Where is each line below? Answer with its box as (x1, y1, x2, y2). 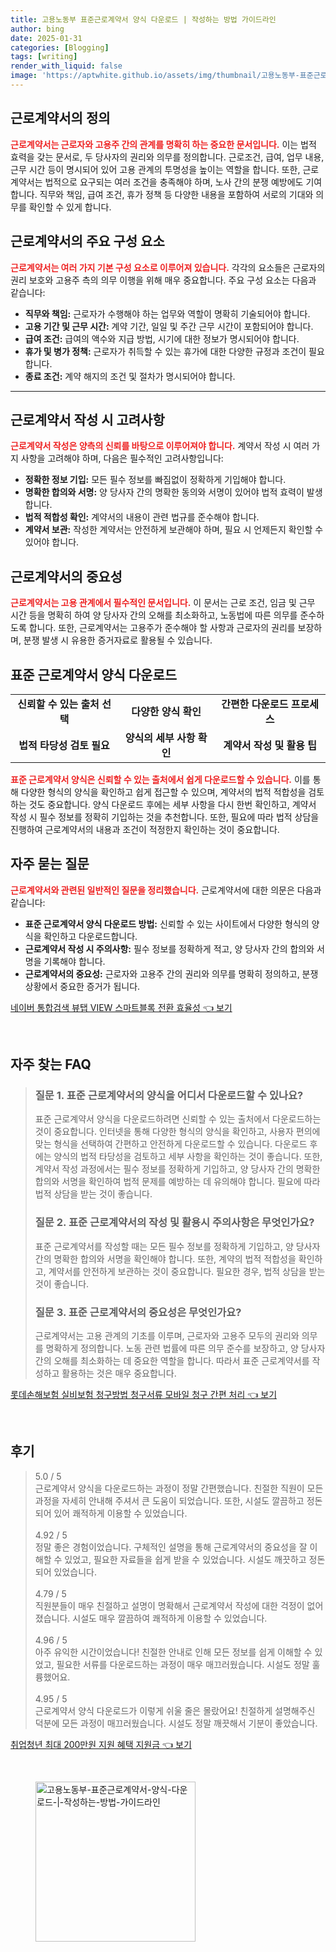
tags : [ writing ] (10, 52, 78, 62)
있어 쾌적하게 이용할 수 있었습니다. (53, 1507, 188, 1519)
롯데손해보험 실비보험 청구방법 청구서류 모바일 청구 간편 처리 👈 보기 (10, 1389, 278, 1401)
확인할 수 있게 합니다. (28, 201, 112, 213)
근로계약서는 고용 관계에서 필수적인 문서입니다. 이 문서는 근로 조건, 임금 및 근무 (10, 597, 316, 609)
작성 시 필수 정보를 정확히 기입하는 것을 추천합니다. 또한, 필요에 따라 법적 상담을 (10, 811, 320, 823)
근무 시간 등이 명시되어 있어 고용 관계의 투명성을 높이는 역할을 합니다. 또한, (10, 163, 301, 175)
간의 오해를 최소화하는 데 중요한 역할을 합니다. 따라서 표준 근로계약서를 (34, 1355, 310, 1367)
